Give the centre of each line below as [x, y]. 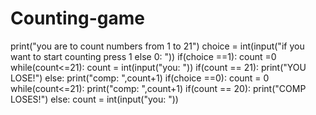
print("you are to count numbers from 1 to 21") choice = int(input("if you [157, 46]
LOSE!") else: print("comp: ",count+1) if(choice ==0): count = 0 [140, 78]
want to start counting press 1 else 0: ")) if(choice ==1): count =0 [143, 56]
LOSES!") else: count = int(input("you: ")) [94, 99]
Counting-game [77, 18]
